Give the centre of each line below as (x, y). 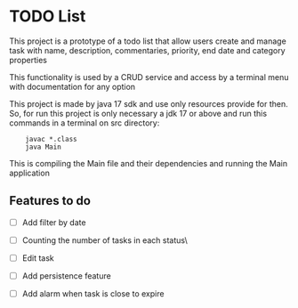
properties (28, 60)
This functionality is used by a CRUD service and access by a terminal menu (149, 77)
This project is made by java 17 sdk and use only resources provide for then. (149, 103)
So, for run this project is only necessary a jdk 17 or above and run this (138, 113)
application (30, 173)
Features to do (50, 201)
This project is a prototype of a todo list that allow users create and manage (148, 41)
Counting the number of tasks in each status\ (105, 240)
